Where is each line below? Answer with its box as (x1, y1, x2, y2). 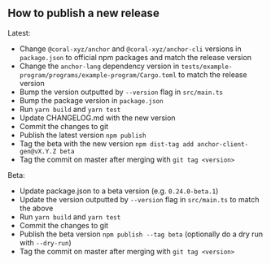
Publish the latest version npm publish (19, 130, 146, 140)
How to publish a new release (7, 6, 160, 20)
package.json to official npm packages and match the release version (19, 52, 251, 62)
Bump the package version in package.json (19, 95, 164, 105)
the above (19, 203, 54, 213)
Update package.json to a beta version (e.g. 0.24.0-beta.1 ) (19, 186, 219, 196)
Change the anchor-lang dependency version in (19, 61, 180, 71)
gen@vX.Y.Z (19, 147, 57, 155)
